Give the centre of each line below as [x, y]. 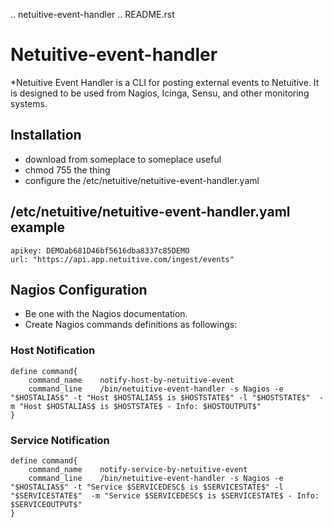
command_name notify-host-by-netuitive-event [131, 380]
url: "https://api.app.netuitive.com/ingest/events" [122, 259]
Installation [46, 135]
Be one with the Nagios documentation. [106, 314]
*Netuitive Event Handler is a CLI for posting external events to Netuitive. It [165, 82]
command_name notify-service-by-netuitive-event [138, 469]
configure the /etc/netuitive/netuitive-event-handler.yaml [142, 180]
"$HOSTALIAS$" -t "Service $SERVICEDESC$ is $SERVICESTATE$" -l [147, 487]
